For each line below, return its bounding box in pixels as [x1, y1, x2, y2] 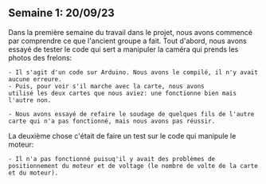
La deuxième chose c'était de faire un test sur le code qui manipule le [8, 131, 237, 140]
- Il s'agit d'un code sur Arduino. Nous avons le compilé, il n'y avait [8, 68, 259, 76]
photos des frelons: [8, 53, 72, 62]
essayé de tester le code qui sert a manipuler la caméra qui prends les [8, 44, 239, 54]
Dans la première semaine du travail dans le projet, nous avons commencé [8, 27, 253, 37]
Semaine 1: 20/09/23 [8, 6, 115, 20]
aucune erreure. [8, 75, 62, 83]
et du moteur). [8, 169, 59, 177]
